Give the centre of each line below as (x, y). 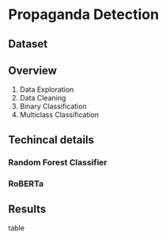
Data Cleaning (43, 98)
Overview (33, 70)
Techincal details (51, 140)
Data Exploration (47, 89)
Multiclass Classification (59, 115)
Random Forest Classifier (58, 162)
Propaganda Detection (84, 15)
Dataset (28, 44)
